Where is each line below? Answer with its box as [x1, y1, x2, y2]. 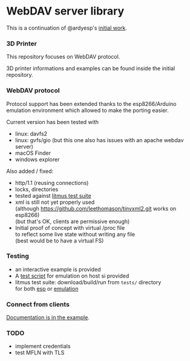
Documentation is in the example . [6, 314, 90, 321]
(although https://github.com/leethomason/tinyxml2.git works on [15, 204, 177, 212]
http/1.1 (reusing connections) [15, 179, 89, 186]
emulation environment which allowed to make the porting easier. [6, 106, 169, 114]
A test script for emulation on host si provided [15, 272, 129, 279]
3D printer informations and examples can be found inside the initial [6, 65, 175, 72]
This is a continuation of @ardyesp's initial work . [6, 24, 127, 31]
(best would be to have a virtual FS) [15, 237, 104, 244]
